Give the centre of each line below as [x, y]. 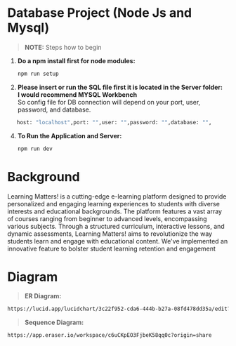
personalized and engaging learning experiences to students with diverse [113, 204]
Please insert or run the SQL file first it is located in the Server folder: [120, 87]
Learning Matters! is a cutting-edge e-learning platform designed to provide [117, 196]
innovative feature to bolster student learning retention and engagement [112, 248]
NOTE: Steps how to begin [63, 47]
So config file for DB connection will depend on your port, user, [109, 102]
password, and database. [54, 109]
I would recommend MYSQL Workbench [77, 94]
